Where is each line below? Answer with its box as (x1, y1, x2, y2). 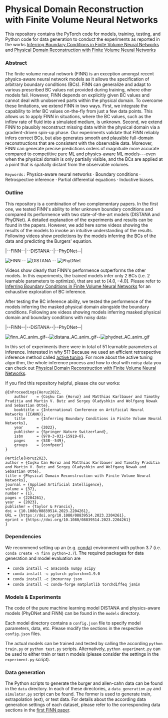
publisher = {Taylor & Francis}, (5, 504, 75, 509)
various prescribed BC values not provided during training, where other (5, 87, 152, 93)
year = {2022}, (14, 425, 57, 430)
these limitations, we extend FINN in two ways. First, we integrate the (5, 103, 147, 109)
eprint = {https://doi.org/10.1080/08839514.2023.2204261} (5, 517, 131, 522)
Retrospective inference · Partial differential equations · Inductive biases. (5, 177, 154, 183)
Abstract (5, 59, 27, 66)
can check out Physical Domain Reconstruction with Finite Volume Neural (5, 365, 156, 371)
